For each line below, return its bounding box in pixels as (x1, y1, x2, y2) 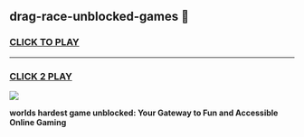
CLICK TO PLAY (9, 36, 80, 49)
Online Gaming (9, 116, 67, 127)
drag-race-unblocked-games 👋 (9, 9, 190, 24)
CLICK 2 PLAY (9, 69, 72, 82)
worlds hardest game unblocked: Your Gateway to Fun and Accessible (9, 107, 279, 118)
